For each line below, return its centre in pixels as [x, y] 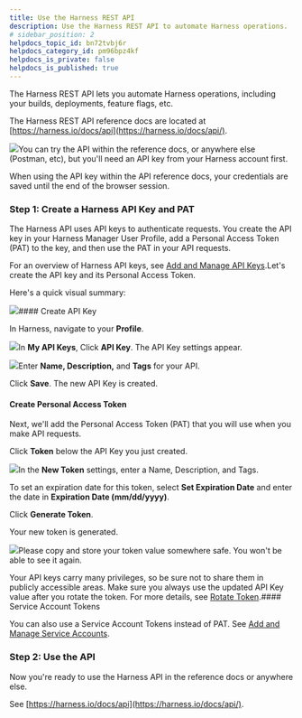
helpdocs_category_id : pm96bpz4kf [74, 51]
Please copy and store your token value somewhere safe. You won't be [150, 551]
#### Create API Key [58, 312]
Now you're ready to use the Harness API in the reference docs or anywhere [151, 676]
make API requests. [46, 434]
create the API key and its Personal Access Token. [103, 275]
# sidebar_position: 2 [52, 34]
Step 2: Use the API [53, 657]
